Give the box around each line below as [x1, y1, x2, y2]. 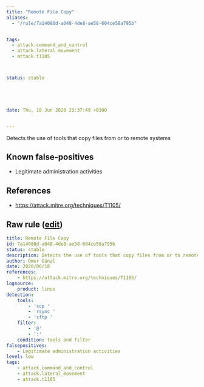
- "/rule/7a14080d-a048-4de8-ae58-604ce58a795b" [12, 20, 137, 26]
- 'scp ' [28, 303, 50, 309]
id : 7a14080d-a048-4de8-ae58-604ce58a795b [6, 241, 115, 247]
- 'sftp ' [28, 314, 53, 320]
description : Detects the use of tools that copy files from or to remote [6, 252, 200, 258]
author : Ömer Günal [6, 258, 56, 264]
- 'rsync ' [28, 309, 56, 315]
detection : [6, 292, 34, 298]
